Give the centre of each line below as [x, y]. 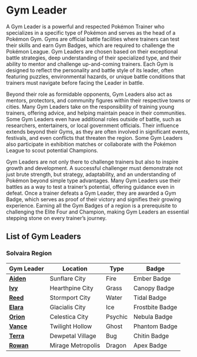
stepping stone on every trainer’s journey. [56, 218]
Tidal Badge [150, 298]
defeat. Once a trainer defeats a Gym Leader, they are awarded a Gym [91, 193]
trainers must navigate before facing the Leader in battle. [75, 82]
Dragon [116, 345]
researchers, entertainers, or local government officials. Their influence [93, 125]
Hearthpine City [71, 288]
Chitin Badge [151, 336]
